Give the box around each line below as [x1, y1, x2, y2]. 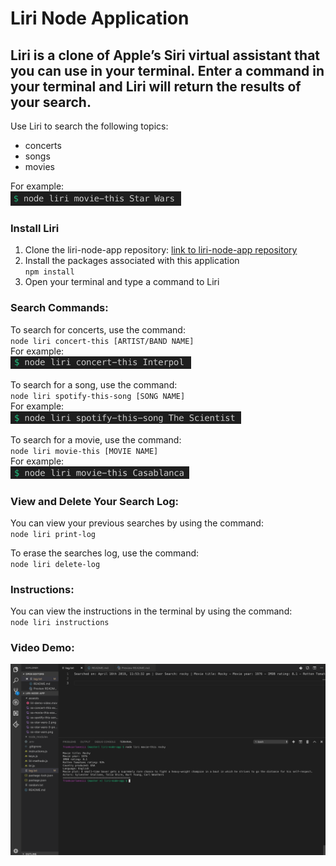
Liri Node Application [10, 7, 190, 30]
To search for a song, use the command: [10, 378, 178, 391]
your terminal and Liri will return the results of [10, 78, 302, 95]
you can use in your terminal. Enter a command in [10, 62, 325, 79]
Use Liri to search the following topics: [10, 120, 169, 132]
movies [24, 161, 55, 172]
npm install [24, 267, 75, 277]
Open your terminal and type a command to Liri [24, 276, 220, 288]
